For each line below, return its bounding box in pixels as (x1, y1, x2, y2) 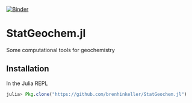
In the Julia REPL (6, 80, 48, 87)
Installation (6, 63, 49, 74)
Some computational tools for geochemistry (6, 46, 116, 53)
